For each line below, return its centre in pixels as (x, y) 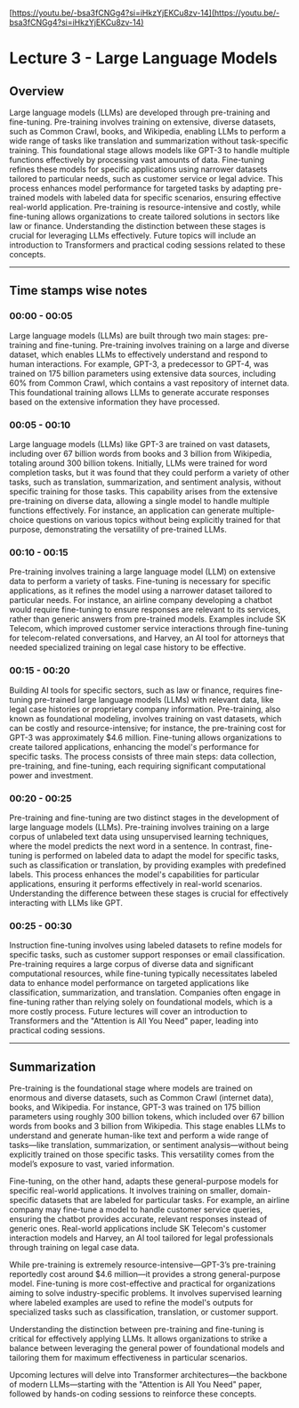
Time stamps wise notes (78, 291)
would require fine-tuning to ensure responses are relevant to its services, (145, 610)
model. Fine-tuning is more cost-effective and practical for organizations (142, 1283)
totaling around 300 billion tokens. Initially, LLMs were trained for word (138, 463)
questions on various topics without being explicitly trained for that (158, 519)
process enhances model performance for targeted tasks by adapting (137, 188)
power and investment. (51, 775)
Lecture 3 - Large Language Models (143, 58)
